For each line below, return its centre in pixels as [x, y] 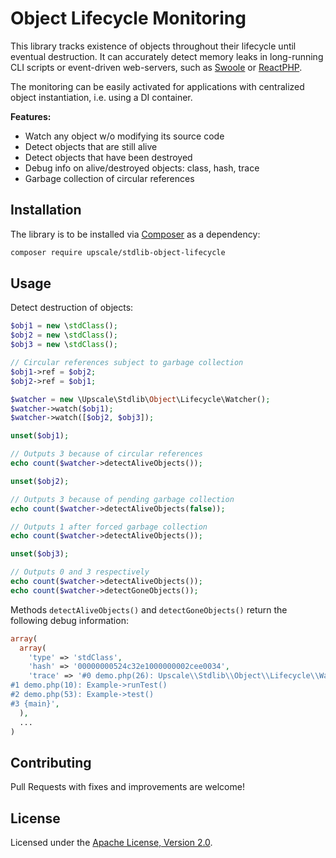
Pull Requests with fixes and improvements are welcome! [127, 787]
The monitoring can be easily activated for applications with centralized [157, 86]
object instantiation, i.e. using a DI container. [101, 97]
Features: [31, 116]
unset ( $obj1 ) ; [40, 436]
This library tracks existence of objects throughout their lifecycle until [153, 46]
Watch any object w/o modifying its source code [124, 136]
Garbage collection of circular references [109, 178]
